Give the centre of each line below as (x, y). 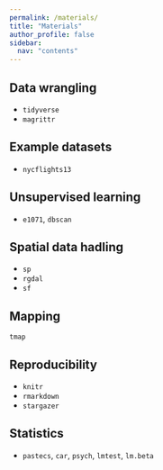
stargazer (41, 406)
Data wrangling (53, 88)
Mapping (35, 316)
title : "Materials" (46, 26)
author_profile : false (52, 34)
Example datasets (61, 147)
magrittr (39, 119)
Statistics (37, 434)
